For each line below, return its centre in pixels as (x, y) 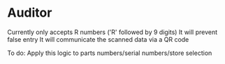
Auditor (30, 13)
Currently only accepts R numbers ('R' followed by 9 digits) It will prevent (112, 32)
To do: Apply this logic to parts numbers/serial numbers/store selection (110, 53)
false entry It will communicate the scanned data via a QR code (98, 39)
